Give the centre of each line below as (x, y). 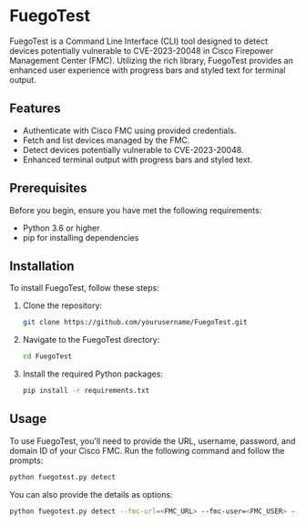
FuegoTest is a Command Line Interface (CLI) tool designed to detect (139, 41)
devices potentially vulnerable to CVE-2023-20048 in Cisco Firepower (142, 50)
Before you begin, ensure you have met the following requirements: (136, 210)
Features (35, 109)
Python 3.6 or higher (61, 228)
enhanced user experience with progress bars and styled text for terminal (148, 70)
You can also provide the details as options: (91, 494)
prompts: (26, 460)
